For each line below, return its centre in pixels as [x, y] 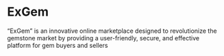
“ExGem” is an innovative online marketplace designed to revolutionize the [112, 31]
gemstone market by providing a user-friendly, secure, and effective [103, 38]
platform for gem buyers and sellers [58, 45]
